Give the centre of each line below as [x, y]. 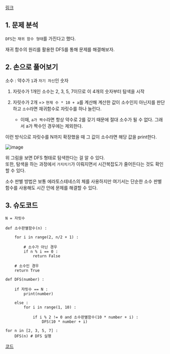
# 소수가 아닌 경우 [41, 247]
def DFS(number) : [25, 280]
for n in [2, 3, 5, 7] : [32, 331]
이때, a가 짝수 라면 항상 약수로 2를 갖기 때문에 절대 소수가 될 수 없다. [87, 119]
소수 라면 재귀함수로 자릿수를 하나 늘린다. [62, 109]
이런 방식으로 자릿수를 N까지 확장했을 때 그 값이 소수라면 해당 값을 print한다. [81, 137]
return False [46, 256]
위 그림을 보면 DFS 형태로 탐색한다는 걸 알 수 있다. [55, 157]
